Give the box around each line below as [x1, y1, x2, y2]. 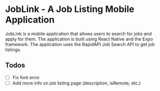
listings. [5, 46, 22, 52]
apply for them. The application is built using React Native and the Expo [5, 36, 153, 42]
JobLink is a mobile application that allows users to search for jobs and [5, 30, 152, 36]
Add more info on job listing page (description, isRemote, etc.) [12, 80, 141, 86]
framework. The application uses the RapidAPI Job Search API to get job [5, 41, 155, 47]
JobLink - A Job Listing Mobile [5, 3, 134, 15]
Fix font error [12, 74, 40, 80]
